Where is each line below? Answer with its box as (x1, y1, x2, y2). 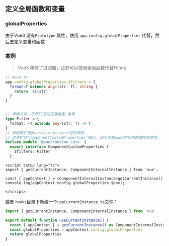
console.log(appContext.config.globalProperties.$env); (5, 180, 125, 185)
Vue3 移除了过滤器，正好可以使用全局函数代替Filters (17, 64, 127, 70)
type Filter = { (5, 116, 39, 122)
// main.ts (5, 74, 28, 79)
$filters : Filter (14, 149, 51, 154)
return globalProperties (10, 232, 62, 237)
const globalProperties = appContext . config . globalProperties (10, 227, 143, 232)
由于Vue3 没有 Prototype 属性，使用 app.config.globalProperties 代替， (5, 32, 155, 38)
